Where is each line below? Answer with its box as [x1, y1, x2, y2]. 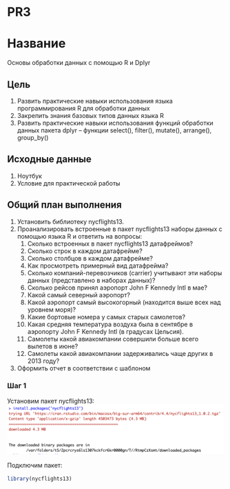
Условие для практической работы [17, 179, 121, 187]
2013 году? [27, 357, 60, 365]
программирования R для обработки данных [17, 104, 150, 112]
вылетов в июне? [27, 342, 79, 350]
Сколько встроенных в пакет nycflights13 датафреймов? [27, 239, 194, 248]
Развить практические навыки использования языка [17, 97, 174, 105]
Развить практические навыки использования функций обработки [17, 119, 213, 127]
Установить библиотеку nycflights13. [17, 217, 125, 226]
